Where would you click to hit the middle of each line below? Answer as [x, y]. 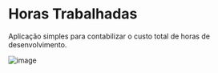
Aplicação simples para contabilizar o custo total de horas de [109, 36]
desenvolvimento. [38, 44]
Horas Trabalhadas [73, 14]
